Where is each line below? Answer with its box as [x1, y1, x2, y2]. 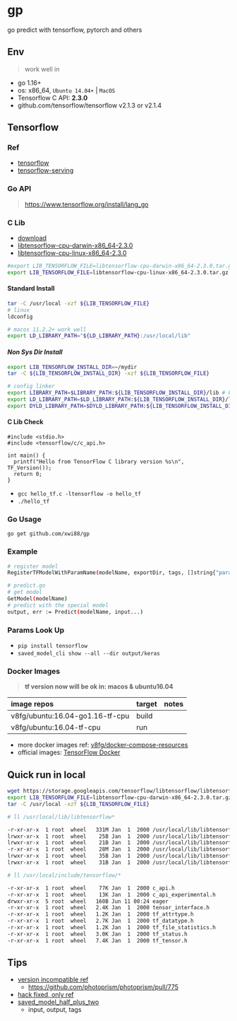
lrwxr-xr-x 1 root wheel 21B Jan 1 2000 [7, 839, 150, 846]
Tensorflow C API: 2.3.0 [17, 93, 88, 102]
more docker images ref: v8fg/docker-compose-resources [17, 741, 188, 749]
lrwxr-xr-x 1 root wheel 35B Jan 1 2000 [7, 853, 150, 860]
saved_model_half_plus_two [17, 998, 99, 1006]
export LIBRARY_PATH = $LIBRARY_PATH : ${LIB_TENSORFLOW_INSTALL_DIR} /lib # [7, 390, 226, 397]
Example [7, 547, 38, 556]
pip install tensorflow [17, 643, 88, 650]
